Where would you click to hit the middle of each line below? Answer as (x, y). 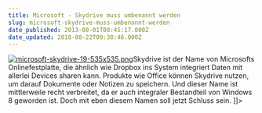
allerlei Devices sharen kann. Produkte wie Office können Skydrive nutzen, (129, 76)
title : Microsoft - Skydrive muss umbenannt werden (94, 15)
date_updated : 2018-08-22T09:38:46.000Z (75, 37)
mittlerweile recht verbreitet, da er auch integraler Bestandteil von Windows (130, 92)
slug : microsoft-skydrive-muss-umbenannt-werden (89, 23)
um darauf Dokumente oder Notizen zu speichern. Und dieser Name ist (123, 84)
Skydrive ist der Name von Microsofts (194, 59)
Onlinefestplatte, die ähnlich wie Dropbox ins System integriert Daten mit (126, 68)
